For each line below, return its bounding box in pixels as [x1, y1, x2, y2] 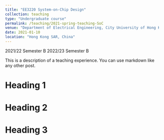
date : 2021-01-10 [5, 30, 41, 35]
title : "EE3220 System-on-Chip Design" [5, 7, 86, 12]
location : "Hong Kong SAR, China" [5, 35, 76, 40]
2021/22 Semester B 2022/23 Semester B [5, 47, 89, 54]
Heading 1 [5, 80, 46, 91]
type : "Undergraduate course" [5, 16, 67, 21]
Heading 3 [5, 124, 48, 136]
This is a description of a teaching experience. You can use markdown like [5, 57, 155, 63]
